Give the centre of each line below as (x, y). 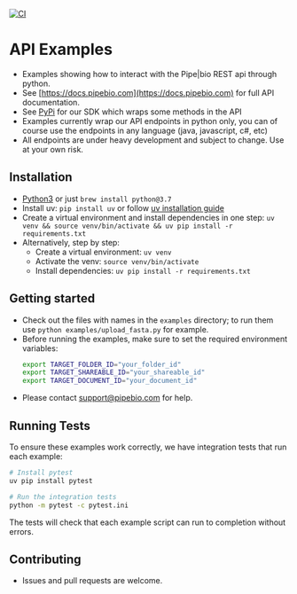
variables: (40, 348)
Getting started (52, 298)
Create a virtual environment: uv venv (103, 252)
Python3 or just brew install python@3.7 (97, 199)
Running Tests (50, 426)
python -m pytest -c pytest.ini (69, 505)
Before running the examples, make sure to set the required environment (155, 339)
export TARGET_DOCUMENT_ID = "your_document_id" (109, 381)
